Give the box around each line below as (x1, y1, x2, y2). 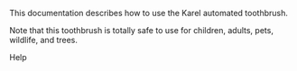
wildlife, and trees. (9, 35, 79, 45)
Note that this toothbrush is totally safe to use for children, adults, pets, (9, 25, 274, 35)
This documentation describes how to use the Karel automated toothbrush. (9, 8, 289, 18)
